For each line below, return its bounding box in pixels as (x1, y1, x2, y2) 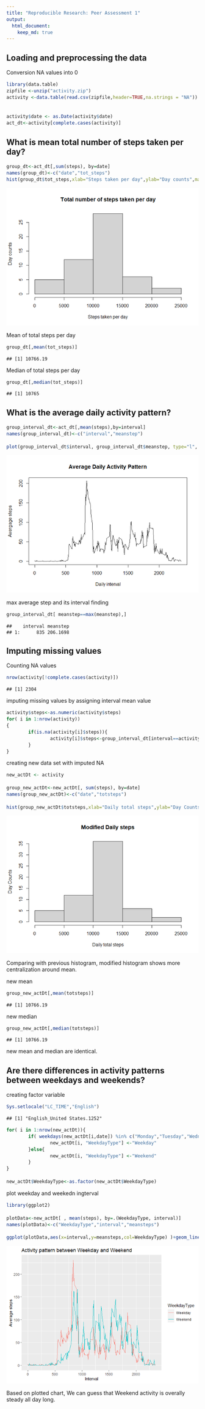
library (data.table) (6, 81, 59, 88)
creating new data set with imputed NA (6, 759, 104, 767)
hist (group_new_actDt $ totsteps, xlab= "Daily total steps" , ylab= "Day (6, 804, 182, 810)
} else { (28, 1146, 45, 1152)
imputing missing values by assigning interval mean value (6, 697, 151, 704)
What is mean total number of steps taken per (6, 137, 184, 147)
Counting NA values (6, 662, 57, 669)
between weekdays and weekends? (6, 1075, 145, 1085)
